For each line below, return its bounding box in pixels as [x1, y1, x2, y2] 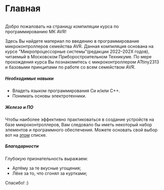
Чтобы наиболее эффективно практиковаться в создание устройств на [5, 116, 154, 122]
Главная [5, 3, 41, 14]
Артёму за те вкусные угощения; [12, 165, 82, 171]
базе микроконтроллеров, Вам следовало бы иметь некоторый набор [5, 121, 152, 127]
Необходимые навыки [5, 75, 54, 81]
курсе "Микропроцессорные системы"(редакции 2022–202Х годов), [5, 48, 150, 54]
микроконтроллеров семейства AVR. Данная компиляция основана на [5, 43, 154, 49]
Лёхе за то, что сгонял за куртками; [12, 170, 88, 176]
